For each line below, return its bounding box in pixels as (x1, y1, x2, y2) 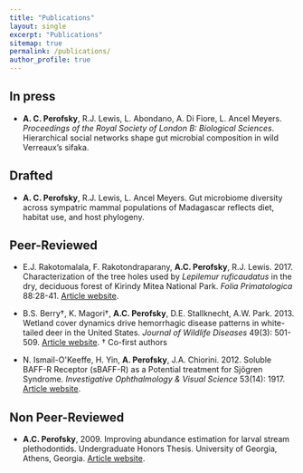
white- (260, 318, 286, 329)
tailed (22, 327, 43, 338)
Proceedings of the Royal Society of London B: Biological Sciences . (22, 122, 275, 133)
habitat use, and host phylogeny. (22, 211, 145, 222)
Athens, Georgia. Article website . (22, 453, 146, 464)
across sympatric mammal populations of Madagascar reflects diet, (22, 201, 275, 213)
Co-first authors (107, 337, 167, 348)
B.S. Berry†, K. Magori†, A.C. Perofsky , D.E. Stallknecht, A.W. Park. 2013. (22, 308, 295, 319)
